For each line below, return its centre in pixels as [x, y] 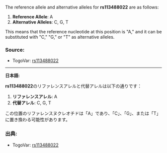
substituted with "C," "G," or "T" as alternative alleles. [60, 37]
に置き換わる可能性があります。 [38, 120]
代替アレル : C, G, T [32, 103]
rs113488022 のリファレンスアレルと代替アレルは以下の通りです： [74, 86]
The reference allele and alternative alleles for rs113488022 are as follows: [82, 7]
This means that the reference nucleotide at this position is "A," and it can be [83, 32]
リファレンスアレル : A [35, 97]
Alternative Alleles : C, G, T [40, 22]
